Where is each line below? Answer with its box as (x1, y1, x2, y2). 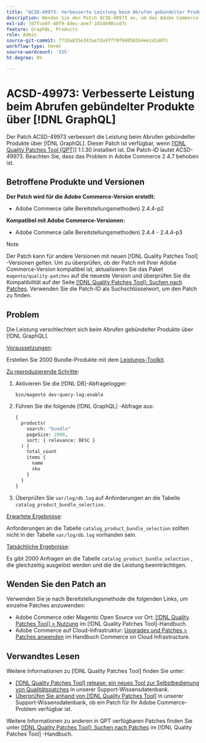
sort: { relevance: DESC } (26, 437, 96, 443)
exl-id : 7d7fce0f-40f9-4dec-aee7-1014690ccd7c (6, 20, 128, 26)
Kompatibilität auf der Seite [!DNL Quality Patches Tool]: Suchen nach (6, 279, 183, 286)
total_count (26, 449, 57, 455)
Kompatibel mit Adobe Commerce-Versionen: (6, 217, 126, 224)
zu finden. (6, 292, 32, 299)
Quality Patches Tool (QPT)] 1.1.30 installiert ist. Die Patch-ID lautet (6, 146, 175, 154)
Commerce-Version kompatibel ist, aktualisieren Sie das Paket (6, 265, 164, 273)
